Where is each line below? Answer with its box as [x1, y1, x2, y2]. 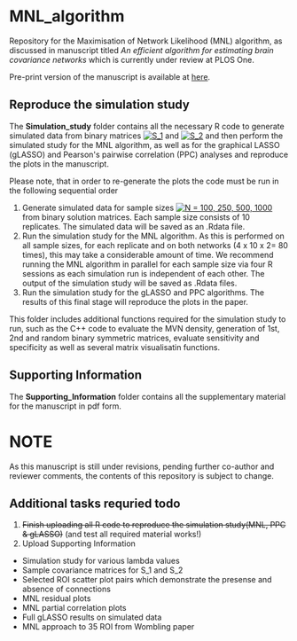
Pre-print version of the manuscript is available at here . [9, 71, 211, 82]
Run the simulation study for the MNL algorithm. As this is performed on [21, 231, 285, 241]
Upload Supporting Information [21, 538, 136, 549]
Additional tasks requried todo [9, 496, 181, 511]
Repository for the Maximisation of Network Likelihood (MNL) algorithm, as [9, 35, 283, 46]
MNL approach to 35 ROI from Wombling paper [21, 621, 195, 632]
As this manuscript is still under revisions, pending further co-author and [9, 461, 275, 472]
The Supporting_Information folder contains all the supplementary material [9, 391, 286, 402]
